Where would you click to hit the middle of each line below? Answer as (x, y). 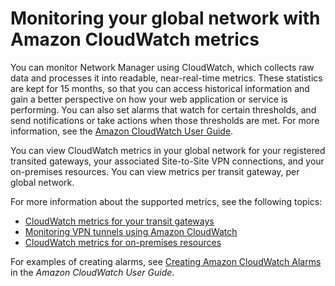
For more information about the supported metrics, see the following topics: (166, 201)
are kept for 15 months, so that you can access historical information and (160, 88)
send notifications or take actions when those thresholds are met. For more (165, 120)
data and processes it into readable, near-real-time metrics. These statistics (166, 78)
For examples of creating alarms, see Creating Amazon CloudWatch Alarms (166, 261)
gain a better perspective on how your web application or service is (149, 99)
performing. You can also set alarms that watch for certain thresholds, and (163, 109)
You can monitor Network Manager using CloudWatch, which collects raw (162, 67)
